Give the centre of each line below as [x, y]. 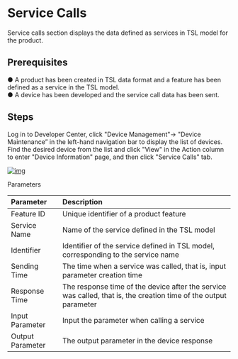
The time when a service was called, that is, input [144, 266]
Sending [25, 266]
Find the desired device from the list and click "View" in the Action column [116, 149]
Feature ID [28, 214]
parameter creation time [103, 275]
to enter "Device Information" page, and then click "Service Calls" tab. [110, 157]
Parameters [24, 184]
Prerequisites [38, 63]
